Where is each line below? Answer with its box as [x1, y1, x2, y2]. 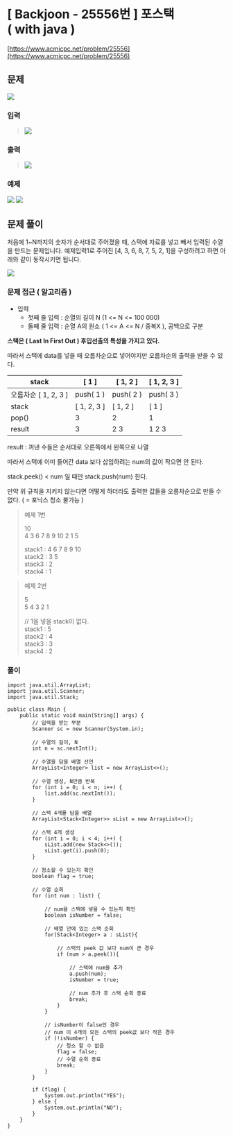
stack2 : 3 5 [24, 552, 58, 560]
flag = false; [56, 1049, 98, 1056]
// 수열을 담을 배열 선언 [32, 759, 94, 766]
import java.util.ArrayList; [7, 682, 92, 689]
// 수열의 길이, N [32, 739, 78, 746]
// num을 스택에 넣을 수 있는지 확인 [44, 906, 136, 913]
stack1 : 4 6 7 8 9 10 [24, 545, 82, 553]
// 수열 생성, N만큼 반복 [32, 778, 96, 785]
